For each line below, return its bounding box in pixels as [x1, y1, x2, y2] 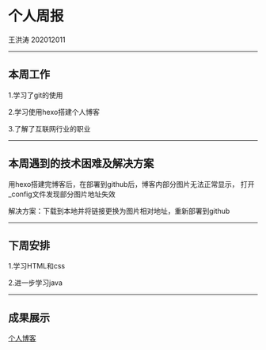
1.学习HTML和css [8, 261, 66, 271]
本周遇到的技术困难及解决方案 [8, 157, 154, 170]
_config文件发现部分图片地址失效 [8, 189, 116, 199]
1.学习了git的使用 [8, 90, 63, 100]
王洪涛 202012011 [8, 35, 66, 44]
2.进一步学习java [8, 278, 63, 287]
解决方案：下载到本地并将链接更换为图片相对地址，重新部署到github [8, 206, 230, 215]
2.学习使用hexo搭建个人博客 [8, 107, 101, 116]
